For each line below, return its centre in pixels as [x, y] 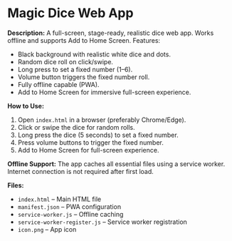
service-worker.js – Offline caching [70, 214]
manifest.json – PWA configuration [69, 206]
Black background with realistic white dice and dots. [94, 54]
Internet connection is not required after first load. [81, 171]
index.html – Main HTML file [59, 199]
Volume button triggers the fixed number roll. [84, 77]
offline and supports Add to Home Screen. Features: [84, 40]
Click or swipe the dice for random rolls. [76, 127]
